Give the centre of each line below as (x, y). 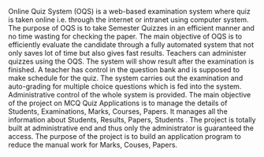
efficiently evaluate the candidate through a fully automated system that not (131, 45)
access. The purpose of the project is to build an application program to (125, 136)
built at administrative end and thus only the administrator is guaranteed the (131, 128)
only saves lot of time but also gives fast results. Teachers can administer (127, 53)
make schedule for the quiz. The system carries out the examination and (126, 78)
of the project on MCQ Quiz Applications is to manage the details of (118, 103)
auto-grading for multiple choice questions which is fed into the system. (125, 86)
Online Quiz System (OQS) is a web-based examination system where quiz (129, 11)
